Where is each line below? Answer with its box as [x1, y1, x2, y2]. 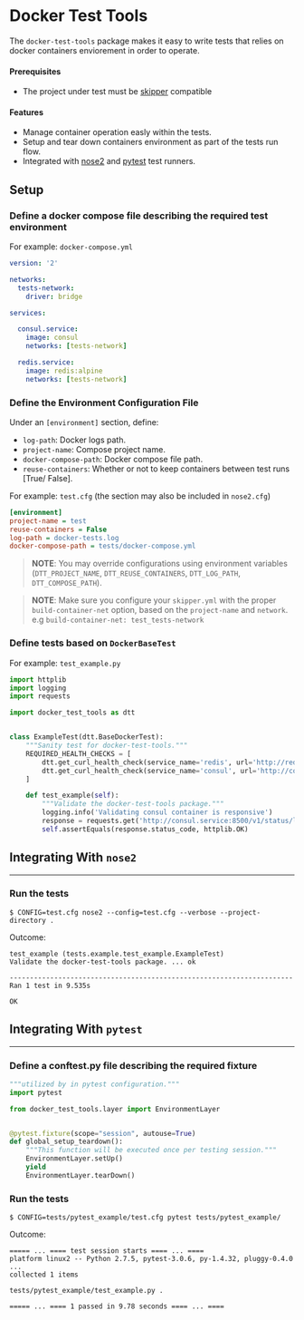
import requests [9, 692, 71, 701]
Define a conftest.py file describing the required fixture [9, 1059, 258, 1072]
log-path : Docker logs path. [22, 434, 127, 445]
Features [9, 106, 43, 118]
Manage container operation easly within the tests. [22, 127, 213, 138]
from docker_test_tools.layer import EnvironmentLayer [9, 1104, 221, 1113]
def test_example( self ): [25, 791, 119, 801]
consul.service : [17, 325, 79, 334]
